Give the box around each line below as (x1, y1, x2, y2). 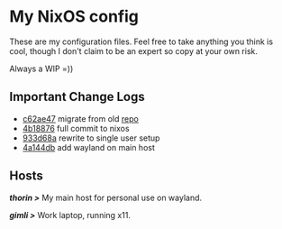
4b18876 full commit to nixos (22, 123, 130, 133)
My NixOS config (9, 6, 140, 27)
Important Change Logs (9, 89, 146, 105)
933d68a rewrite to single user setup (22, 133, 160, 143)
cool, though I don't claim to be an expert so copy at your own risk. (9, 45, 259, 56)
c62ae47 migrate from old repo (22, 113, 140, 124)
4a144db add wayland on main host (22, 142, 156, 152)
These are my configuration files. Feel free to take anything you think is (9, 36, 273, 47)
